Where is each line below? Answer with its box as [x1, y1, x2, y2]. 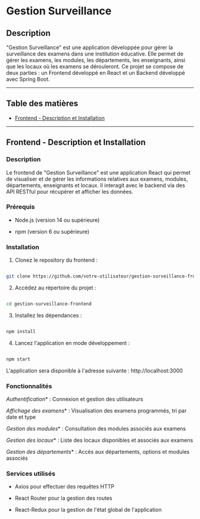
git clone [6, 273, 31, 279]
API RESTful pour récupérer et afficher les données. [6, 188, 134, 195]
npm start [6, 356, 31, 362]
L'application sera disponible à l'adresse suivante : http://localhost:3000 [6, 367, 183, 374]
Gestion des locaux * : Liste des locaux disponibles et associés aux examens [6, 436, 193, 444]
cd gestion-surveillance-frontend [6, 301, 92, 307]
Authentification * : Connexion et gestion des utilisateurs [6, 395, 143, 402]
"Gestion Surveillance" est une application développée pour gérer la [6, 44, 173, 51]
